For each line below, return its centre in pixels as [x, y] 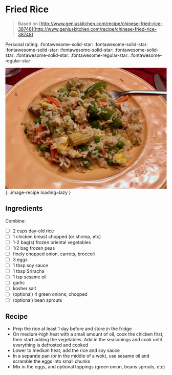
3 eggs [20, 260]
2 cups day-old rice [33, 231]
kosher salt [25, 289]
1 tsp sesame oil [30, 277]
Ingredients [24, 208]
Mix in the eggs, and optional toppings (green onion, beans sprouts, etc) [89, 367]
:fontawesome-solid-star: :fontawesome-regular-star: [72, 55]
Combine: [16, 220]
